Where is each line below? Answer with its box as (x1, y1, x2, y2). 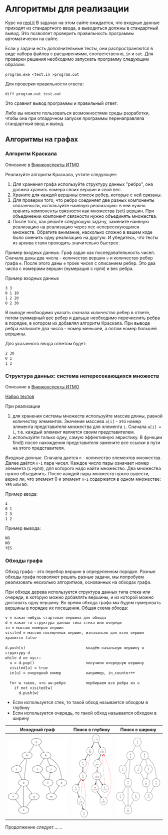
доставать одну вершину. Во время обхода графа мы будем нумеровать (5, 600, 161, 606)
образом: (5, 61, 25, 67)
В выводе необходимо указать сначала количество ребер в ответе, (5, 309, 150, 315)
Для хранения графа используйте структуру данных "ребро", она (12, 181, 153, 187)
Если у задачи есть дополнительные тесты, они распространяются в (5, 45, 153, 51)
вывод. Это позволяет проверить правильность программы (5, 30, 134, 36)
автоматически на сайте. (5, 36, 59, 42)
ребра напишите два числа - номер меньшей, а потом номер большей (5, 325, 157, 331)
